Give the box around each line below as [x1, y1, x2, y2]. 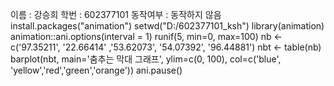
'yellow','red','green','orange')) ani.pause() [10, 64, 183, 76]
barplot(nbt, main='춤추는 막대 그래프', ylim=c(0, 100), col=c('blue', [10, 53, 282, 65]
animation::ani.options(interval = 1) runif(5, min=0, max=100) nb [10, 31, 272, 42]
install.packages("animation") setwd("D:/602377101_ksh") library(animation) [10, 20, 325, 32]
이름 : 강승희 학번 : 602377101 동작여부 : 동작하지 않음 [10, 9, 222, 20]
